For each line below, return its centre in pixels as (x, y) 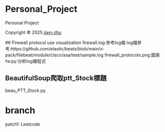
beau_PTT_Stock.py (25, 90)
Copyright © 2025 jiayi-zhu (33, 32)
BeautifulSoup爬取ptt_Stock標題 (56, 78)
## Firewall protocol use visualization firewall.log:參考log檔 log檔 (71, 43)
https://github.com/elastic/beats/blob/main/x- (57, 48)
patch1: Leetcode (23, 124)
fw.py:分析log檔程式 (26, 61)
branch (20, 110)
